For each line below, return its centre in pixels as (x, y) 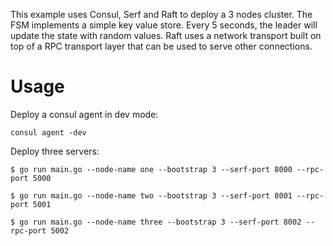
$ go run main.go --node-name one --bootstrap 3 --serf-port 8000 (151, 169)
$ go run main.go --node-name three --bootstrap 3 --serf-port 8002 (156, 222)
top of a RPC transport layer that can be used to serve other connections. (161, 46)
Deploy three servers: (55, 151)
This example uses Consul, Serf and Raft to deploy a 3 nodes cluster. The (161, 14)
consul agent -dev (48, 132)
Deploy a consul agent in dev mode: (84, 114)
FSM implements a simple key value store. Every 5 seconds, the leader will (164, 25)
